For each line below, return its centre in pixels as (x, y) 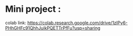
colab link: (16, 23)
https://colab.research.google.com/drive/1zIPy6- (77, 23)
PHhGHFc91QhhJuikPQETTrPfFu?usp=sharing (53, 28)
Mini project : (33, 9)
